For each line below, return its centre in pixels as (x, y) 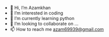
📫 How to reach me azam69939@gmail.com (57, 29)
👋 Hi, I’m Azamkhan (30, 8)
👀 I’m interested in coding (37, 13)
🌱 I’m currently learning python (42, 18)
